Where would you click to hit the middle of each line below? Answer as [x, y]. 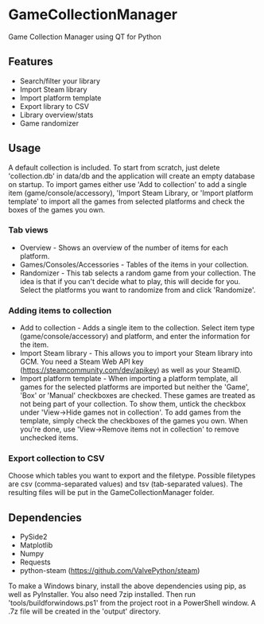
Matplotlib [36, 545]
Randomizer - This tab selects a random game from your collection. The [138, 273]
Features [31, 62]
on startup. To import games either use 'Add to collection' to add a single [128, 184]
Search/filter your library [60, 80]
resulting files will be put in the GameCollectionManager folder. [111, 493]
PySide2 [33, 537]
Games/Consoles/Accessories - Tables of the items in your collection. [134, 264]
